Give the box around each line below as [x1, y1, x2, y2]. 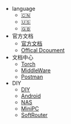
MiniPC [20, 105, 39, 112]
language [11, 5, 35, 12]
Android [20, 92, 41, 99]
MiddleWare [20, 67, 51, 74]
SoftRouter [20, 111, 48, 119]
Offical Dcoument [20, 47, 65, 53]
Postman [20, 73, 43, 80]
